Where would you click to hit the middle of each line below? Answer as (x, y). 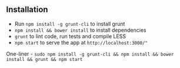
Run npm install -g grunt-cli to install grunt (70, 23)
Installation (27, 10)
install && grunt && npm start (44, 59)
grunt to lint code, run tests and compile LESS (70, 36)
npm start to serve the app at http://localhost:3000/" (81, 42)
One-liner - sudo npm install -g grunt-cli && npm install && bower (90, 54)
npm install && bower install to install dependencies (80, 30)
